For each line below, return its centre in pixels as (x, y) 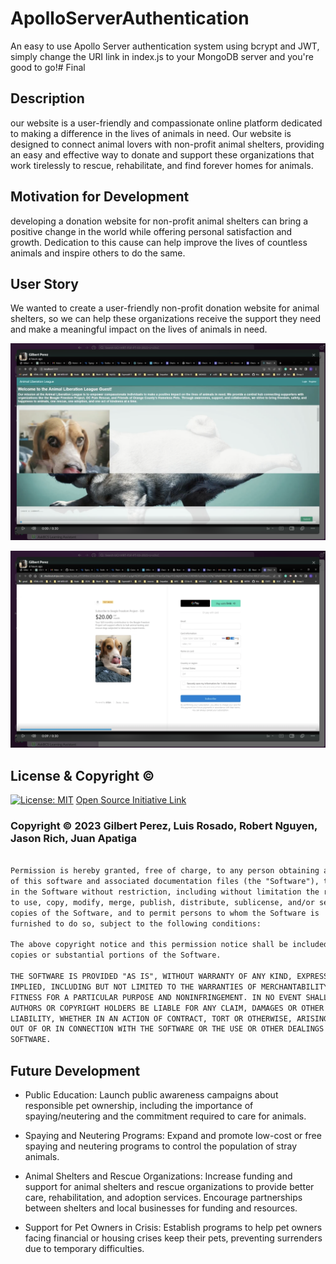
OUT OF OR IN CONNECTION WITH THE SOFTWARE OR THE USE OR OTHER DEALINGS (167, 1029)
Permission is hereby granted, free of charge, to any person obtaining (165, 871)
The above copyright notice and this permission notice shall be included (169, 945)
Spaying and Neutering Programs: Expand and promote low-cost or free (173, 1136)
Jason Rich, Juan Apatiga (73, 839)
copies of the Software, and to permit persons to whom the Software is (165, 913)
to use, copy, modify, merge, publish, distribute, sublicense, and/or (162, 902)
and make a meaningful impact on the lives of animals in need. (139, 329)
